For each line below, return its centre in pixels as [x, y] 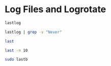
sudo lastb [16, 59]
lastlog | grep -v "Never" [33, 32]
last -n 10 [16, 50]
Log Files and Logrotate [55, 9]
